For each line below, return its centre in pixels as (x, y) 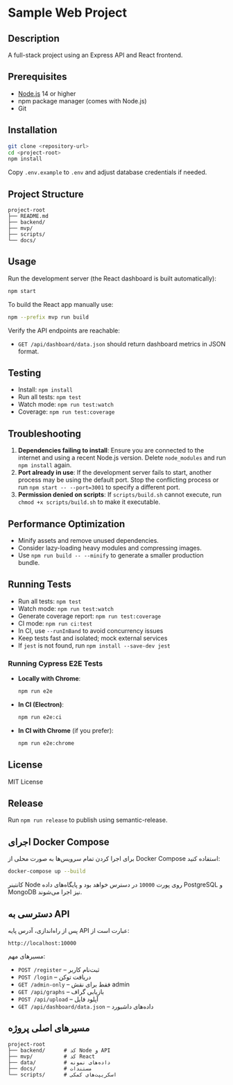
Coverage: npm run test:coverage (66, 412)
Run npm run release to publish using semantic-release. (88, 820)
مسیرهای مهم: (27, 956)
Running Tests (40, 584)
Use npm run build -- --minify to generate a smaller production (111, 555)
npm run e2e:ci (40, 717)
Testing (25, 373)
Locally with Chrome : (49, 679)
